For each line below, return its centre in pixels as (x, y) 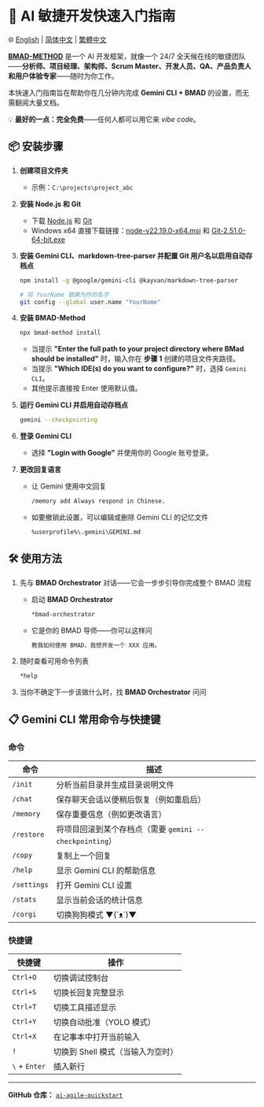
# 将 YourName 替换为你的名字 (64, 295)
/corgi (24, 914)
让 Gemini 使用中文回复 (69, 486)
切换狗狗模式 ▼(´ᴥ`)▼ (97, 915)
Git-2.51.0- (228, 230)
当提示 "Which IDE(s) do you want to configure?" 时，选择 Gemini (139, 369)
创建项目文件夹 (44, 170)
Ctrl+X (24, 1036)
